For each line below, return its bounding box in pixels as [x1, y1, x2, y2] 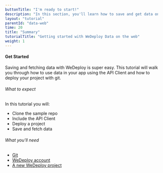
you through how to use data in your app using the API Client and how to [5, 69, 150, 75]
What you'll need [5, 137, 39, 143]
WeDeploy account [12, 157, 50, 163]
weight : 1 [5, 39, 25, 44]
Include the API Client [12, 116, 56, 121]
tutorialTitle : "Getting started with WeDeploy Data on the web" [5, 35, 140, 39]
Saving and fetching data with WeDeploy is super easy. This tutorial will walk [5, 64, 158, 70]
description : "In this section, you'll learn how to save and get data [5, 12, 153, 17]
